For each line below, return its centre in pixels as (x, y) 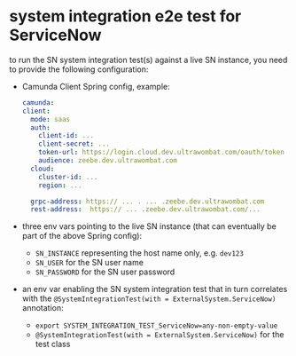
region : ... (60, 185)
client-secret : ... (74, 144)
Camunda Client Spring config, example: (96, 86)
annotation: (43, 308)
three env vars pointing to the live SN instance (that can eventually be (149, 226)
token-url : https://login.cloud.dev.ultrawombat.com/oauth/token (162, 153)
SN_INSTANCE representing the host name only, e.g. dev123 (139, 253)
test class (53, 344)
